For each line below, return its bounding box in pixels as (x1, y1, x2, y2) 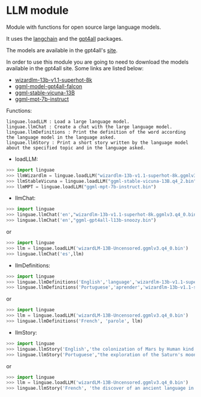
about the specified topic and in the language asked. (6, 145, 146, 151)
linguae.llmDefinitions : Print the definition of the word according (6, 129, 186, 135)
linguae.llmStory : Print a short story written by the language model (6, 139, 188, 146)
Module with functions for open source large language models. (6, 23, 162, 31)
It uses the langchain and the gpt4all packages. (6, 35, 123, 42)
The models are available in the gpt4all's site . (6, 46, 118, 54)
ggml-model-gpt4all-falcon (14, 82, 83, 90)
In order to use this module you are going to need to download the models (6, 58, 189, 65)
